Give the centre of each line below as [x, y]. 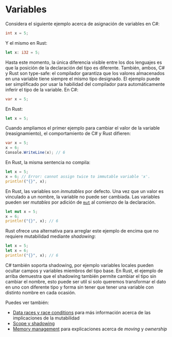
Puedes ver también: [27, 303]
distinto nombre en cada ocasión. [41, 292]
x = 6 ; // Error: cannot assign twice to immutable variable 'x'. [78, 176]
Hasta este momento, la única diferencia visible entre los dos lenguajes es [84, 62]
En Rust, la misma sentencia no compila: [48, 163]
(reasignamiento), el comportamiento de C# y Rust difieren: [68, 134]
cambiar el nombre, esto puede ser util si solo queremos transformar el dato [86, 281]
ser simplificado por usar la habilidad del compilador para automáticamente [85, 84]
